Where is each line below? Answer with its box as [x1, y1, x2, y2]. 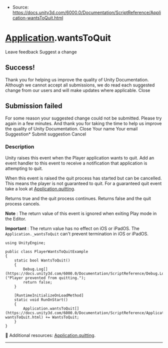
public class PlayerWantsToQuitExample [5, 249, 88, 254]
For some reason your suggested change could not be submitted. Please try [5, 115, 162, 121]
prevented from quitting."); [25, 275, 86, 280]
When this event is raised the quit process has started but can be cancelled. [5, 175, 162, 181]
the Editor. [5, 215, 26, 221]
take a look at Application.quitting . [5, 185, 75, 191]
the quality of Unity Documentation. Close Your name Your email [5, 125, 138, 131]
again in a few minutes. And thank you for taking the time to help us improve [5, 120, 162, 126]
